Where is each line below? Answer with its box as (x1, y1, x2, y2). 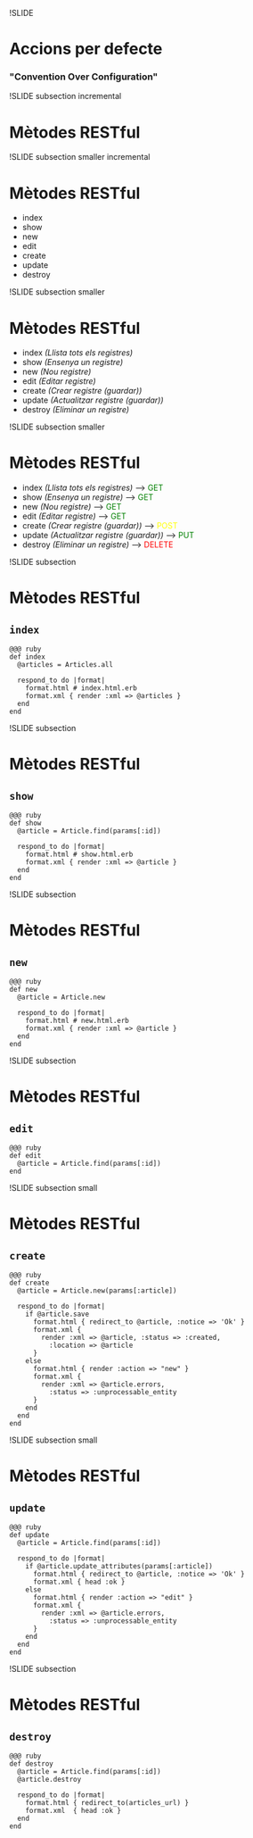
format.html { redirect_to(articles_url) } (25, 1799, 190, 1808)
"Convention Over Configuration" (9, 71, 159, 83)
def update (9, 1531, 50, 1540)
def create (9, 1278, 50, 1288)
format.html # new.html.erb (25, 1017, 129, 1026)
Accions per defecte (9, 39, 163, 59)
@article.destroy (17, 1776, 82, 1784)
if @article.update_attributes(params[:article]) (25, 1562, 214, 1571)
